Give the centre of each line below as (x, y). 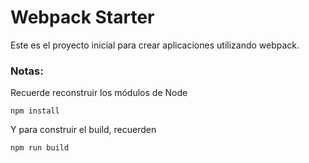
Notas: (27, 71)
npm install (35, 111)
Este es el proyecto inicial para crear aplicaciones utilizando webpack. (155, 45)
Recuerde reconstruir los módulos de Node (99, 93)
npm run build (40, 148)
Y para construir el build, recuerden (83, 130)
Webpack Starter (82, 17)
